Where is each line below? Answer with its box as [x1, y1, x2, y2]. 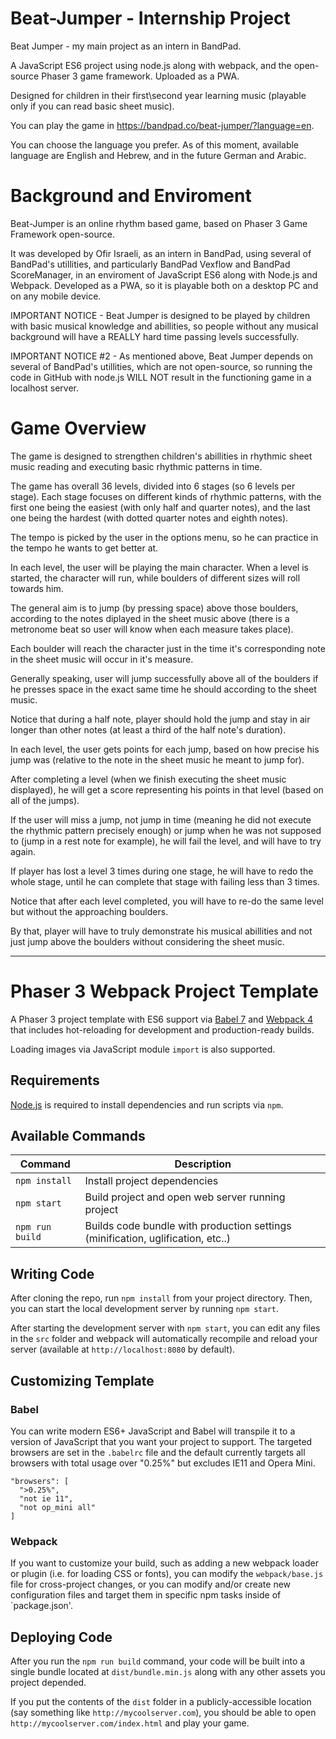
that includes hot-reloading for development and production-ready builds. [10, 1023, 315, 1036]
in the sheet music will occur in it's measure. [10, 653, 194, 665]
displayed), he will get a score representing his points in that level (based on [10, 783, 324, 796]
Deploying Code [10, 1628, 113, 1646]
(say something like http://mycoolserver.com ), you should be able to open [10, 1706, 317, 1718]
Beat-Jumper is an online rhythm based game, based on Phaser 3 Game [10, 217, 308, 229]
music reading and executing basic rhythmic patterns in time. [10, 460, 263, 472]
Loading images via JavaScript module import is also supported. [10, 1043, 276, 1055]
